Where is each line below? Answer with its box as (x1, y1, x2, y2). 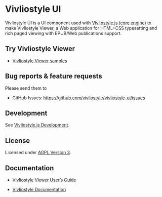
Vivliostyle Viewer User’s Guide (12, 177, 77, 183)
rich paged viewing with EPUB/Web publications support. (5, 30, 122, 36)
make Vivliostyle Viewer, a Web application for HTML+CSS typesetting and (5, 25, 157, 31)
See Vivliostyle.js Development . (5, 122, 70, 128)
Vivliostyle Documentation (12, 187, 66, 192)
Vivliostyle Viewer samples (12, 58, 68, 64)
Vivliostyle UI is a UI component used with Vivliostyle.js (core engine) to (5, 20, 152, 26)
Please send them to (5, 85, 47, 91)
